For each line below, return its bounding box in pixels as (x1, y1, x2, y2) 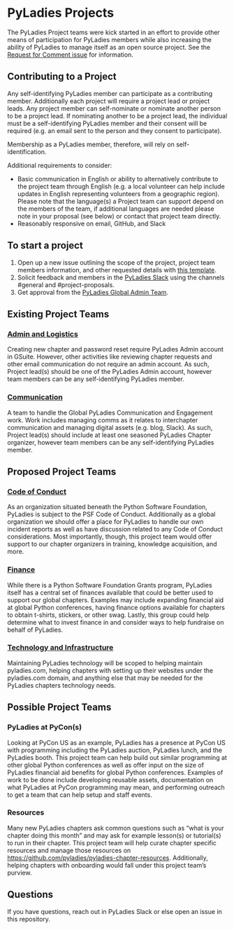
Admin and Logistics (7, 329, 78, 339)
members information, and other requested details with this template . (17, 265, 217, 274)
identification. (7, 147, 47, 155)
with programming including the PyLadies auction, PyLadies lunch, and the (7, 746, 222, 754)
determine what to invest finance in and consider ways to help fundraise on (7, 618, 224, 626)
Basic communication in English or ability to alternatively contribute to (17, 174, 219, 183)
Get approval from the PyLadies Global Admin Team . (17, 288, 169, 296)
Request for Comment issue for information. (7, 50, 134, 59)
